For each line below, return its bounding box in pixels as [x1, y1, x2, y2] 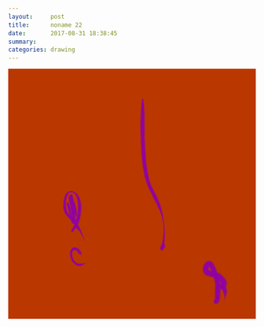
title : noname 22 [8, 20, 82, 29]
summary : [8, 38, 37, 46]
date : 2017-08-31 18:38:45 [8, 29, 118, 37]
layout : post [8, 13, 65, 20]
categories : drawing [8, 46, 76, 54]
